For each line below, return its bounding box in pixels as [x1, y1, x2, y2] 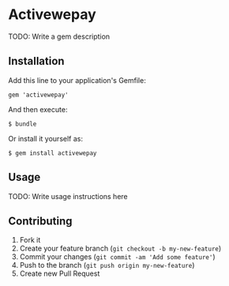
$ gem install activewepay [8, 149, 97, 157]
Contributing [8, 214, 73, 228]
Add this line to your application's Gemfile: [8, 75, 146, 85]
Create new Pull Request [19, 269, 100, 278]
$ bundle [8, 120, 37, 128]
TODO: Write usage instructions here [8, 191, 128, 201]
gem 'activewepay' [8, 91, 69, 99]
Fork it [19, 235, 41, 245]
